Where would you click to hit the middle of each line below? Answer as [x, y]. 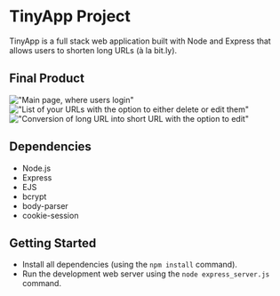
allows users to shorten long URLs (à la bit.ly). [93, 50]
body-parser [45, 205]
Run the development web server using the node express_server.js [146, 274]
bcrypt [34, 196]
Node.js [36, 168]
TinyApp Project [70, 16]
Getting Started [53, 243]
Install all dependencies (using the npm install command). [130, 265]
